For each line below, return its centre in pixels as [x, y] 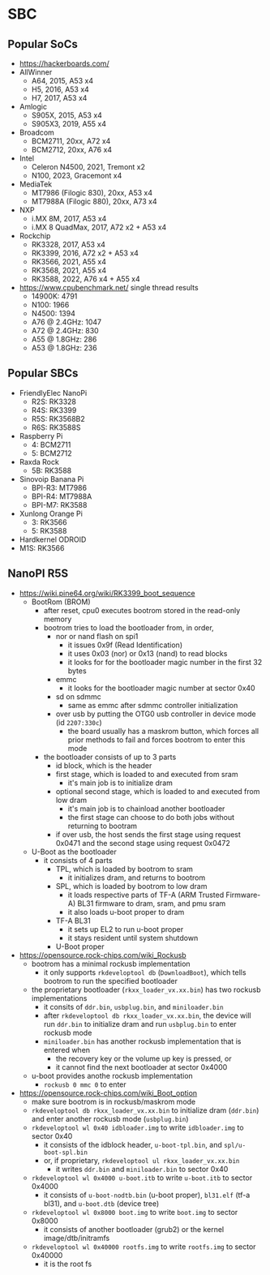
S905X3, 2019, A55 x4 [69, 124]
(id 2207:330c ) [79, 722]
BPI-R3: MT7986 [59, 487]
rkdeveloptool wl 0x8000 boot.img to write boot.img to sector [135, 1212]
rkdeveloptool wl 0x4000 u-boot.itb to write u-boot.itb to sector [142, 1178]
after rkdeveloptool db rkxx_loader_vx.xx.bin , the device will [148, 1015]
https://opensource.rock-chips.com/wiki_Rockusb [103, 955]
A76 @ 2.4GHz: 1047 [66, 322]
